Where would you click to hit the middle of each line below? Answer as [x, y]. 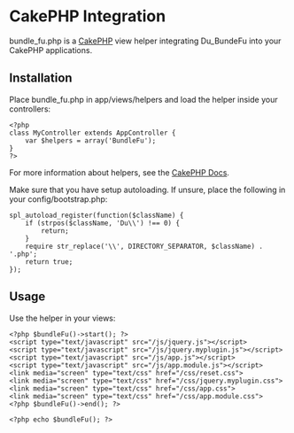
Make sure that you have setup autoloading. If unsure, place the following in [147, 189]
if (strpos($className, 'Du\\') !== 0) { [102, 223]
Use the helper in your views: [62, 318]
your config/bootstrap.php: [58, 199]
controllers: [30, 109]
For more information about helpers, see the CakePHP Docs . [120, 172]
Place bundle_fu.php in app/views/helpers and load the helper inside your [143, 99]
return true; [49, 262]
